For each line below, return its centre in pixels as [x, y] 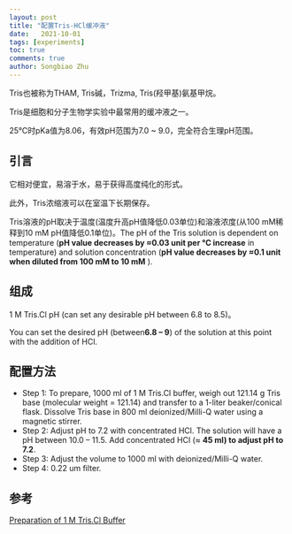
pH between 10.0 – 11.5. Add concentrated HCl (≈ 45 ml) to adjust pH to [153, 440]
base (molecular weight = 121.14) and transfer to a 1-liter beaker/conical [152, 402]
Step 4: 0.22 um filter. [61, 469]
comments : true [37, 58]
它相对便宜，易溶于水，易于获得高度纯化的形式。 [98, 184]
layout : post [33, 17]
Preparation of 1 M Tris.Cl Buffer [67, 520]
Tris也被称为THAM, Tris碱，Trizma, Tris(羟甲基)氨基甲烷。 [115, 93]
